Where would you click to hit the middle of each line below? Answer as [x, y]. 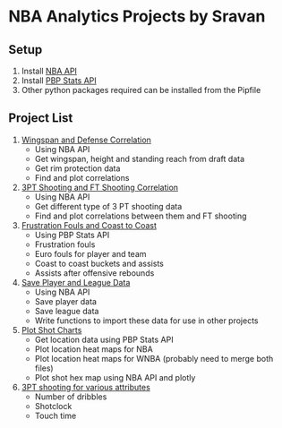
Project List [41, 118]
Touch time [56, 415]
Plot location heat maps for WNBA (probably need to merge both [154, 358]
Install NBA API [49, 71]
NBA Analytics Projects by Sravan [137, 17]
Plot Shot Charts [51, 330]
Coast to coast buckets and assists [99, 263]
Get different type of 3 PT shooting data [108, 206]
